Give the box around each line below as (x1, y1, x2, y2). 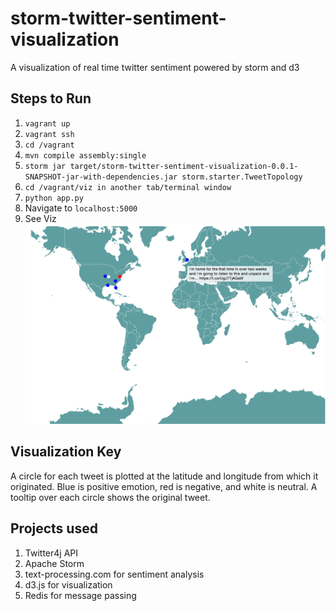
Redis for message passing (24, 589, 137, 601)
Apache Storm (24, 557, 85, 569)
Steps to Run (10, 90, 92, 107)
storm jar (24, 161, 67, 171)
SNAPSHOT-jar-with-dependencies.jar (24, 172, 178, 182)
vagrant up (24, 118, 71, 129)
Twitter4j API (24, 547, 78, 559)
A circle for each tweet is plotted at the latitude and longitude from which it (10, 470, 319, 482)
